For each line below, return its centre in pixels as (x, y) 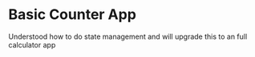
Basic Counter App (72, 15)
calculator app (32, 44)
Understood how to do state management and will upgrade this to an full (128, 36)
